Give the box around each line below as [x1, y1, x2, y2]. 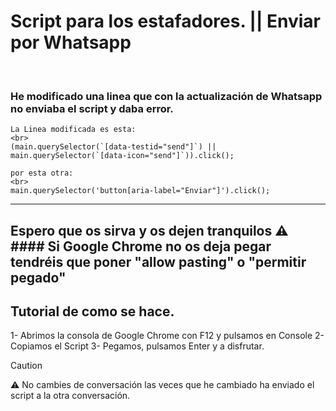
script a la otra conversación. [10, 390, 131, 402]
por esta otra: [10, 168, 74, 179]
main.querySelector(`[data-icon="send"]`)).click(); [10, 151, 235, 161]
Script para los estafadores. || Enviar [10, 10, 321, 33]
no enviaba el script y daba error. [10, 101, 174, 115]
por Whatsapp [10, 31, 132, 54]
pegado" [10, 269, 67, 286]
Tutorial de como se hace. [10, 303, 175, 320]
